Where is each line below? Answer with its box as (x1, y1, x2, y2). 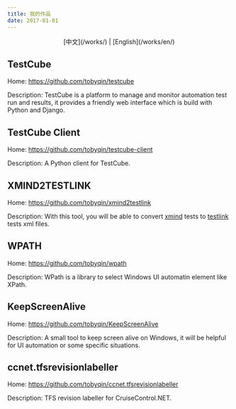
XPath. (7, 280, 27, 288)
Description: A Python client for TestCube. (7, 159, 131, 167)
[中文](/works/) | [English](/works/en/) (63, 37, 175, 46)
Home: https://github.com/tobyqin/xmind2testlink (7, 198, 152, 206)
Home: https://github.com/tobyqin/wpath (7, 259, 128, 267)
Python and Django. (7, 106, 65, 114)
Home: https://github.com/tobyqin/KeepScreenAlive (7, 320, 159, 328)
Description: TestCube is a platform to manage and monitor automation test (7, 91, 227, 99)
